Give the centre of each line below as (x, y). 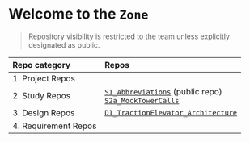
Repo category (42, 65)
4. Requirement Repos (55, 126)
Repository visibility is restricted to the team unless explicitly (129, 36)
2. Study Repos (42, 95)
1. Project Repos (44, 78)
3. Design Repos (44, 112)
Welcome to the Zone (78, 14)
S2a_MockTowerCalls (142, 100)
